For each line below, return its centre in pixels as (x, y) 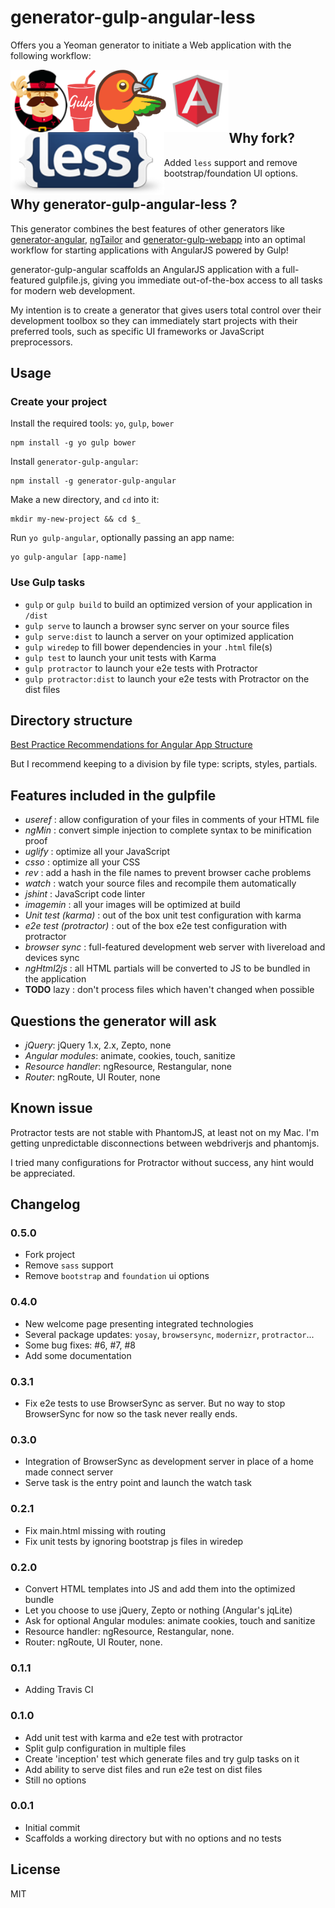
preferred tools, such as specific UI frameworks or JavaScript (137, 331)
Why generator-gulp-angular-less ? (124, 204)
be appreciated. (43, 1173)
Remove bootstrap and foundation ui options (117, 1276)
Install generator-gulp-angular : (74, 462)
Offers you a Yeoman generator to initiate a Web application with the (151, 45)
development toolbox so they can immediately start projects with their (154, 320)
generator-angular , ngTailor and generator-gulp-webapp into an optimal (158, 239)
